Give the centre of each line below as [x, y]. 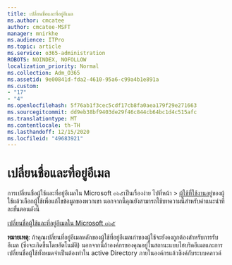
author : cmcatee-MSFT [39, 27]
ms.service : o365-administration [56, 54]
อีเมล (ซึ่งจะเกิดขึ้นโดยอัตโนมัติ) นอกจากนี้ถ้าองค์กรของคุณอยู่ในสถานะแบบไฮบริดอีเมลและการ [115, 245]
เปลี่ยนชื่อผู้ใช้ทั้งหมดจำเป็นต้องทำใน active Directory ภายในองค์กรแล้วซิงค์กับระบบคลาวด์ [115, 253]
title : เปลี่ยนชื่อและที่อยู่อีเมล [40, 14]
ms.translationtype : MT [42, 118]
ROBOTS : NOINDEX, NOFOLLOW [47, 60]
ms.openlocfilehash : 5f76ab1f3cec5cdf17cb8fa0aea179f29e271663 [102, 106]
